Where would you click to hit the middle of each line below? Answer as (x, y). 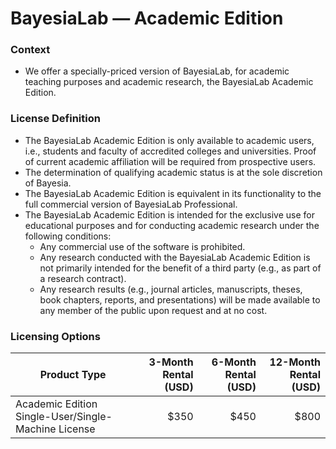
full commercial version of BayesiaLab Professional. (131, 204)
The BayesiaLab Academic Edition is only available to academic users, (169, 140)
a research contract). (83, 278)
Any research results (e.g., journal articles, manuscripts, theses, (171, 289)
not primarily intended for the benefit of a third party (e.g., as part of (180, 268)
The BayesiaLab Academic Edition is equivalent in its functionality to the (173, 193)
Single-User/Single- (64, 417)
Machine (36, 429)
